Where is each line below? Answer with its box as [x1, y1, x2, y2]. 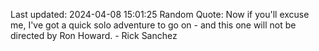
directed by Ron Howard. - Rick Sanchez [10, 30, 178, 41]
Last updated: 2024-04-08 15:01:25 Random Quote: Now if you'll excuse [10, 9, 310, 20]
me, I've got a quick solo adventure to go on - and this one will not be [10, 19, 297, 31]
